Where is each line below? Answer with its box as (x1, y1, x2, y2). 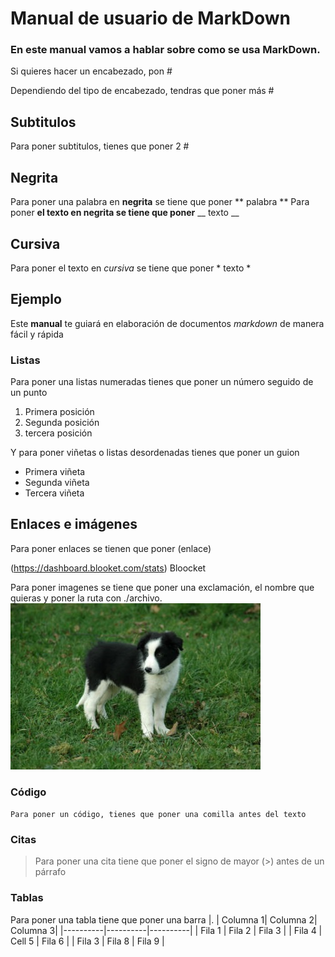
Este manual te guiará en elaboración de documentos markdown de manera (10, 317, 325, 329)
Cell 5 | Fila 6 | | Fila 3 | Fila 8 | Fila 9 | (10, 935, 165, 947)
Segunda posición (24, 417, 100, 429)
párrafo (34, 866, 67, 878)
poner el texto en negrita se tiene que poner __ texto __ (10, 207, 240, 219)
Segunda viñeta (24, 477, 90, 489)
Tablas (10, 891, 44, 905)
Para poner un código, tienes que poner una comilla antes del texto (10, 810, 307, 820)
